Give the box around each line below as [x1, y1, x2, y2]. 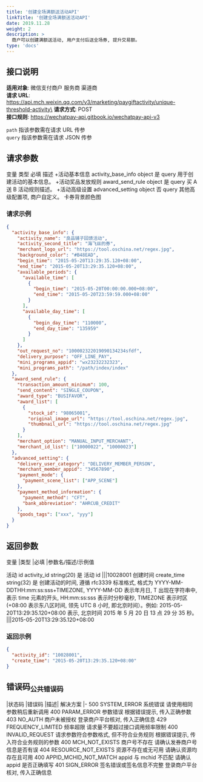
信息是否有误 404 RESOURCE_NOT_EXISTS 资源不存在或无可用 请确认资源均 [6, 746, 198, 753]
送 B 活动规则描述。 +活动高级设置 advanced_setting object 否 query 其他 [6, 186, 190, 193]
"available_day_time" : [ [22, 308, 85, 314]
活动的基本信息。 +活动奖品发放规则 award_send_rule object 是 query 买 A [11, 178, 198, 185]
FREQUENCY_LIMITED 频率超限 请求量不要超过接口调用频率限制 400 [6, 723, 178, 730]
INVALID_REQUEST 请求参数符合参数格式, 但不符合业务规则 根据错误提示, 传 [6, 730, 196, 738]
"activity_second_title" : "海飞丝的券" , [17, 241, 116, 247]
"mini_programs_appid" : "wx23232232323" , [17, 359, 123, 365]
